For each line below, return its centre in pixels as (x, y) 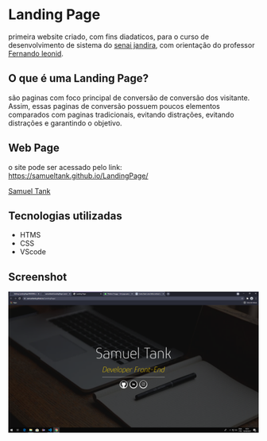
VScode (33, 252)
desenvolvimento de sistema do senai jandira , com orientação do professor (132, 44)
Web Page (34, 148)
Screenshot (38, 277)
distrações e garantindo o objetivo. (65, 123)
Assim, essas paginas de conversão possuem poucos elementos (114, 106)
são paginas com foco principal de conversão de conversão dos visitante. (129, 98)
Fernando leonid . (36, 53)
